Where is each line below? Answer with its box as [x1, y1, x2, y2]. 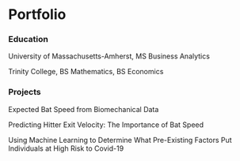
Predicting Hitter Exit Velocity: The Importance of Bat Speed [8, 120, 204, 129]
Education [8, 34, 49, 45]
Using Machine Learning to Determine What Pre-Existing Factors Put [8, 135, 232, 144]
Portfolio [8, 6, 67, 24]
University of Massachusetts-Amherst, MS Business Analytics [8, 51, 210, 61]
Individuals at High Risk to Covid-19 [8, 144, 124, 153]
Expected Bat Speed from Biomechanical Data [8, 104, 159, 114]
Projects [8, 87, 41, 98]
